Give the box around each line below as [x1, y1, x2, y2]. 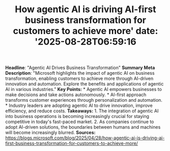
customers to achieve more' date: [13, 25, 158, 37]
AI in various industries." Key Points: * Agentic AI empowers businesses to [5, 86, 162, 93]
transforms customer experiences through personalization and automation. [5, 97, 163, 103]
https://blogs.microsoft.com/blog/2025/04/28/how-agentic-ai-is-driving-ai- [5, 135, 165, 141]
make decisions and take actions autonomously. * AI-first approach [5, 92, 147, 98]
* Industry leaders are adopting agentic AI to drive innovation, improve [5, 103, 153, 109]
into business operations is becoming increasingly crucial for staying [5, 113, 149, 119]
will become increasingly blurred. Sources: [5, 130, 96, 136]
